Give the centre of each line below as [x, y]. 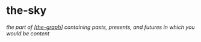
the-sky [26, 10]
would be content [28, 33]
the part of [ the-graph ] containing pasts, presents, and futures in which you [100, 27]
